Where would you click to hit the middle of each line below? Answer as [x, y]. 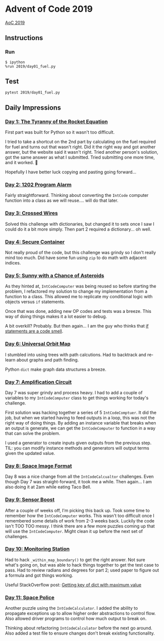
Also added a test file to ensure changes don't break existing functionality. [80, 633]
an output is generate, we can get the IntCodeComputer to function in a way [80, 428]
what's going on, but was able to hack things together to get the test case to [82, 565]
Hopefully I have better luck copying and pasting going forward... [71, 172]
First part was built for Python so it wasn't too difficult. [60, 132]
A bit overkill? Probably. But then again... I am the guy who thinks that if [77, 326]
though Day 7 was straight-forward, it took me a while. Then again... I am [79, 482]
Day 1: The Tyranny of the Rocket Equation [57, 121]
